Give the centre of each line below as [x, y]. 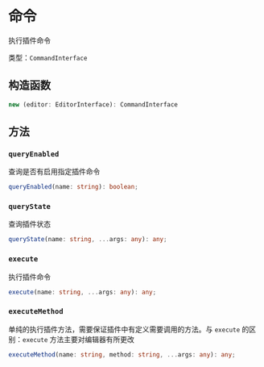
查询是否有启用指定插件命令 [54, 172]
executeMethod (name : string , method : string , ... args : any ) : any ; [122, 354]
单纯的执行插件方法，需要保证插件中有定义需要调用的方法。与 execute [124, 329]
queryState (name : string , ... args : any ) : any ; [88, 240]
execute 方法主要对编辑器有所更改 [79, 339]
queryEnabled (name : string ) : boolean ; [73, 187]
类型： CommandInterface [48, 57]
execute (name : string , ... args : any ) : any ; [82, 292]
